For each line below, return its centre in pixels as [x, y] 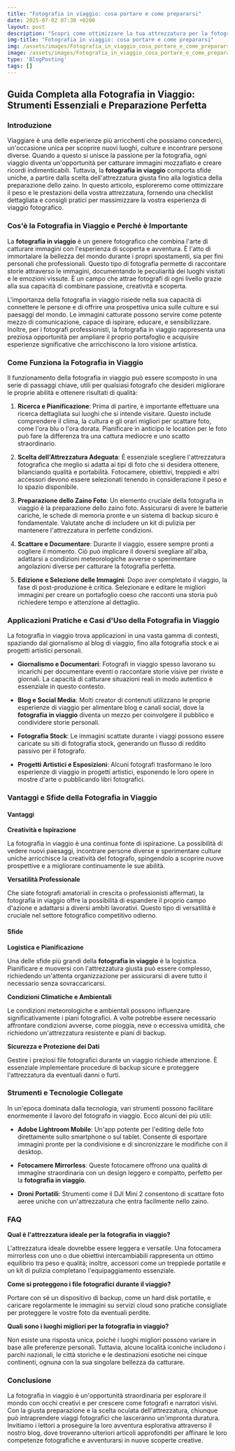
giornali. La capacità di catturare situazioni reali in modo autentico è [115, 679]
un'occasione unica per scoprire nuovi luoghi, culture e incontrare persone [115, 148]
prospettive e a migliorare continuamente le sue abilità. [86, 866]
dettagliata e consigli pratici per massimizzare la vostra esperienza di [107, 200]
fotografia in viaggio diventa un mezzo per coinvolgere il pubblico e [116, 715]
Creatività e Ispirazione [42, 830]
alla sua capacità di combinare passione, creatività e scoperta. [97, 286]
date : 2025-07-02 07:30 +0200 [51, 20]
